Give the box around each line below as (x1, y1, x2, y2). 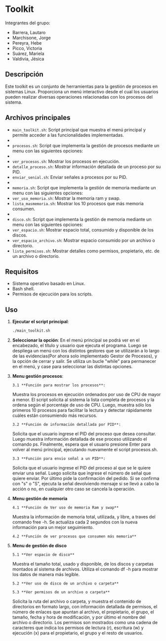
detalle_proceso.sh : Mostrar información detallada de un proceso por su (12, 164, 161, 170)
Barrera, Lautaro (12, 29, 46, 35)
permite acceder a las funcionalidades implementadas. (12, 132, 124, 138)
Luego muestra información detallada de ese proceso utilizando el (12, 436, 147, 442)
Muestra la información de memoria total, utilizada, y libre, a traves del (12, 514, 156, 520)
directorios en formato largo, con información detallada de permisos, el (12, 604, 158, 610)
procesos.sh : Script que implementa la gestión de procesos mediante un (12, 142, 160, 148)
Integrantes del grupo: (5, 20, 50, 26)
